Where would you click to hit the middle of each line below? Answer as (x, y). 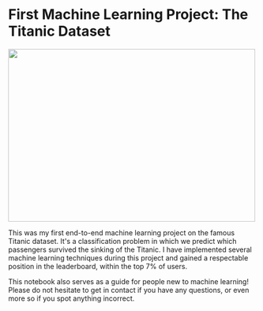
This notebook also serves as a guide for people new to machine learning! (128, 281)
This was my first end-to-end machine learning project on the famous (122, 232)
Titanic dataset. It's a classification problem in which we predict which (122, 241)
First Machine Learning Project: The (128, 15)
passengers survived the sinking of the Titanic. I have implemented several (130, 249)
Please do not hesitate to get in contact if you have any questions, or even (129, 290)
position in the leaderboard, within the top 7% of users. (98, 266)
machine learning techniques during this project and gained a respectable (128, 257)
